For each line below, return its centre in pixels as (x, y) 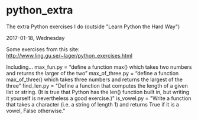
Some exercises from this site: (43, 49)
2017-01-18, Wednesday (35, 38)
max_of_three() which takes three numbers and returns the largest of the (95, 79)
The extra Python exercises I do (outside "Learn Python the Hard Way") (93, 26)
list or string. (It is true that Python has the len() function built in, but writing (98, 92)
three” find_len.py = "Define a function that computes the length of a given (97, 85)
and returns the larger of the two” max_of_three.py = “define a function (92, 73)
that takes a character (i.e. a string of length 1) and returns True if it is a (92, 104)
